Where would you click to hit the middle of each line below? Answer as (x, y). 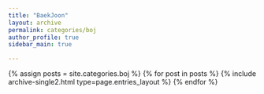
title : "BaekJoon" (38, 15)
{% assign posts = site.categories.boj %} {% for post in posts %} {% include (132, 74)
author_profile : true (44, 37)
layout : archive (35, 23)
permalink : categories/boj (52, 30)
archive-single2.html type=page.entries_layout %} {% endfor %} (113, 82)
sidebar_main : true (40, 45)
